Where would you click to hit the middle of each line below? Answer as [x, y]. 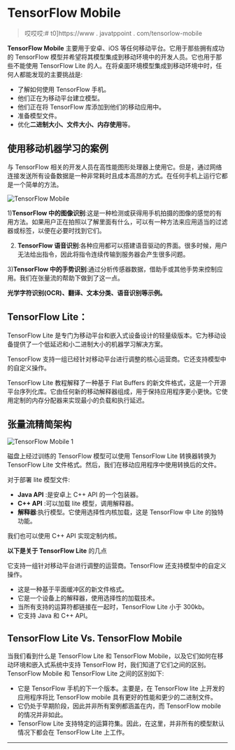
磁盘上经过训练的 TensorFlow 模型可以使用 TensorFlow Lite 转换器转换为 [112, 456]
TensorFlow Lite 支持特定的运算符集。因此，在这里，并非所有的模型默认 [121, 723]
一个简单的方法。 [38, 185]
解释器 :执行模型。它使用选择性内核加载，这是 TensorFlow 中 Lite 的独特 [120, 512]
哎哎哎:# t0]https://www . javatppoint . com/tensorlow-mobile [113, 33]
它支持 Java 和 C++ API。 [54, 616]
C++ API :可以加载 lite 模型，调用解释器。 [77, 504]
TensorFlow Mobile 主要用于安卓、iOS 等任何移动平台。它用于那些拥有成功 [116, 48]
